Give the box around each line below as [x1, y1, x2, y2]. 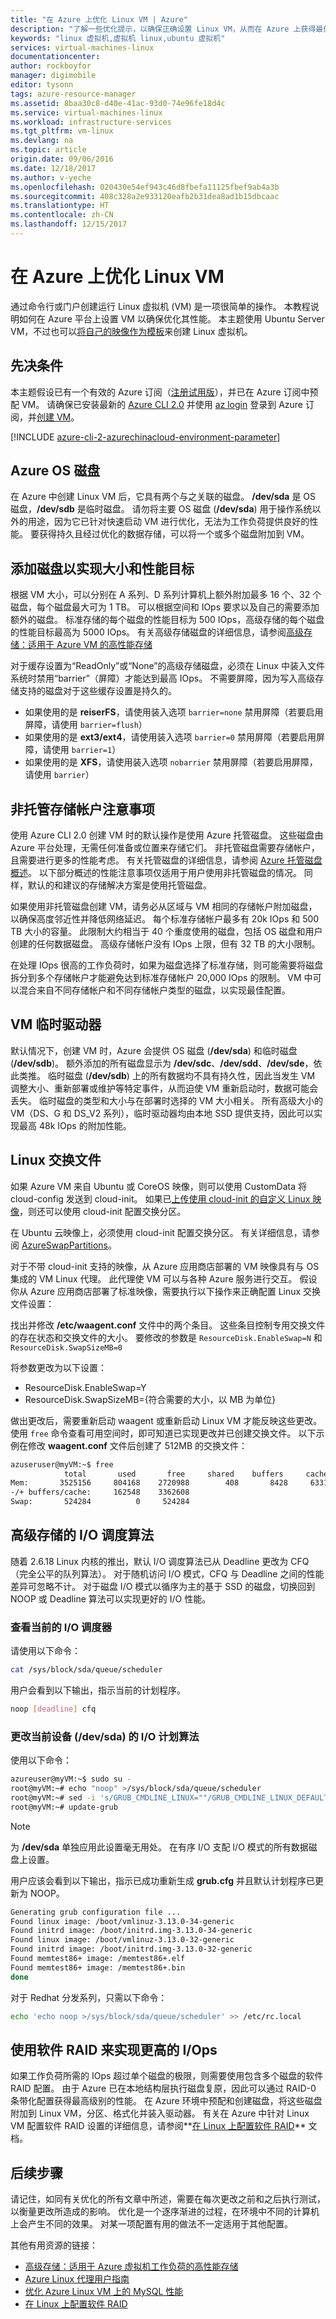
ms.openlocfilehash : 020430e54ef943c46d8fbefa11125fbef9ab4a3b [10, 182, 280, 192]
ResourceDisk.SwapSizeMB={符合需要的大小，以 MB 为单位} [24, 1393, 277, 1405]
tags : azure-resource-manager [10, 89, 137, 99]
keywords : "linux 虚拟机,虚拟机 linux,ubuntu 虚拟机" [10, 33, 226, 43]
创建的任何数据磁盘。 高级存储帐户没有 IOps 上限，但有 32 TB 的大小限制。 [10, 938, 321, 950]
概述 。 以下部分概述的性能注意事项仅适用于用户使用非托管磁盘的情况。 [10, 867, 302, 879]
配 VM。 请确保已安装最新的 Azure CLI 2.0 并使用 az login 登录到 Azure [10, 398, 304, 410]
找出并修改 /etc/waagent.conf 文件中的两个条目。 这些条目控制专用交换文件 [10, 1319, 326, 1331]
